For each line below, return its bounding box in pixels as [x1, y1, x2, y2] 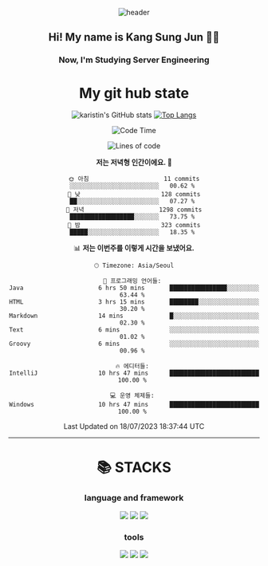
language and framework [84, 493, 184, 504]
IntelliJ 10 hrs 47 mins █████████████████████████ [9, 369, 259, 378]
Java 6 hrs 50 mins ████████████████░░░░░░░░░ [9, 284, 259, 293]
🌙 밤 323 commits [67, 222, 201, 230]
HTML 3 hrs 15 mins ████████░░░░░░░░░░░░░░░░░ [9, 298, 259, 306]
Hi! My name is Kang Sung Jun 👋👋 [48, 30, 220, 44]
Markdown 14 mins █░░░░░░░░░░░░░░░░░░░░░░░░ [9, 312, 259, 320]
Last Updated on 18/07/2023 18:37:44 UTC [63, 422, 205, 431]
